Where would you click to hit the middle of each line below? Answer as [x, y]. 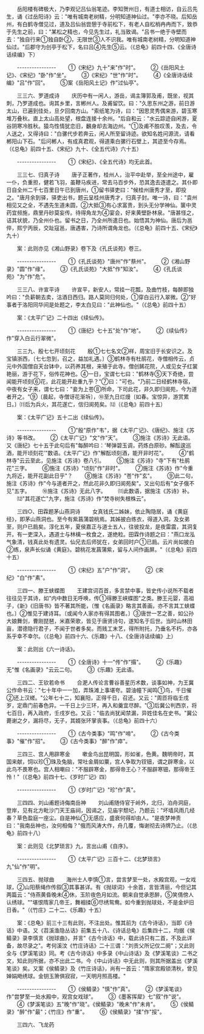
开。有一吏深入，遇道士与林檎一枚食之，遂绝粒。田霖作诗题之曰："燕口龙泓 [101, 534]
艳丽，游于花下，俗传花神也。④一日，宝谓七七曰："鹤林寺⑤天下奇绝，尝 [100, 374]
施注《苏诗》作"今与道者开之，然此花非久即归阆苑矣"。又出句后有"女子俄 [98, 483]
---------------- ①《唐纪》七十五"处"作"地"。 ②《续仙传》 [103, 331]
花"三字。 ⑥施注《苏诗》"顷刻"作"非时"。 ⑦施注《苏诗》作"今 [97, 468]
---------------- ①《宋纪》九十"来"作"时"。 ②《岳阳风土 [101, 68]
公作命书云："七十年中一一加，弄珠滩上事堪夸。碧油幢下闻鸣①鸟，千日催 [99, 690]
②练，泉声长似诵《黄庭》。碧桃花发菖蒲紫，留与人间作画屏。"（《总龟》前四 [102, 550]
